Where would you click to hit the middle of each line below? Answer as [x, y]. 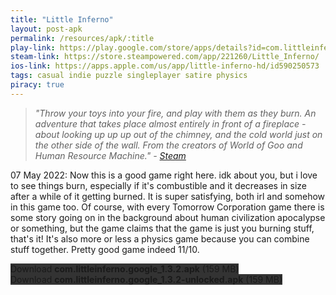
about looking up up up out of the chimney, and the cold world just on [178, 134]
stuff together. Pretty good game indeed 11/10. [105, 249]
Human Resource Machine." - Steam [110, 155]
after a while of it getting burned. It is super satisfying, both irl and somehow [168, 196]
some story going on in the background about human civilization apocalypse [168, 217]
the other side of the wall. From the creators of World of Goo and [168, 145]
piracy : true [37, 85]
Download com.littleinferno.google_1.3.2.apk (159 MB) [125, 268]
